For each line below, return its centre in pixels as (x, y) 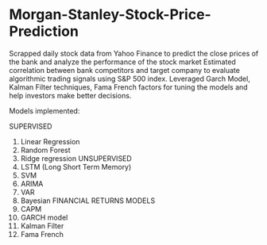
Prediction (44, 31)
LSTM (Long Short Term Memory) (76, 167)
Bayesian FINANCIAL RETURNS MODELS (88, 201)
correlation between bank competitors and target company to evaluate (125, 70)
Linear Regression (50, 141)
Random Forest (45, 150)
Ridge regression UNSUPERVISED (76, 158)
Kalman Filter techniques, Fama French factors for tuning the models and (129, 87)
